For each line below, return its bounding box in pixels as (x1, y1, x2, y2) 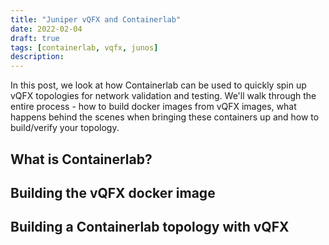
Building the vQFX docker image (10, 184, 216, 201)
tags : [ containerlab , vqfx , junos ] (10, 42, 159, 53)
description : (10, 52, 65, 62)
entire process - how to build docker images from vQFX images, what (10, 101, 297, 113)
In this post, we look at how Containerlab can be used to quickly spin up (10, 79, 307, 91)
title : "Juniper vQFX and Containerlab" (10, 14, 182, 25)
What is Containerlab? (10, 151, 153, 168)
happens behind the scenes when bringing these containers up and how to (10, 111, 320, 123)
